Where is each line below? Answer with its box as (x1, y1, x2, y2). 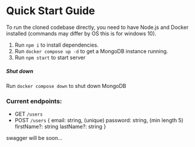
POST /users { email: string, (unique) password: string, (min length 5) (14, 117, 184, 124)
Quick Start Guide (6, 4, 96, 18)
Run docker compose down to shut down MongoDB (6, 82, 126, 89)
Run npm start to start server (14, 54, 86, 61)
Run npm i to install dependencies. (14, 41, 99, 48)
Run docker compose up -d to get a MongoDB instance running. (14, 47, 168, 54)
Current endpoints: (6, 97, 62, 105)
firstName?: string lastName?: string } (14, 123, 106, 130)
